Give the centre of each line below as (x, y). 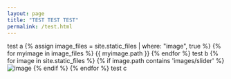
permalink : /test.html (40, 26)
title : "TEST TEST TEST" (43, 20)
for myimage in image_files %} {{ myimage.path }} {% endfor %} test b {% (113, 53)
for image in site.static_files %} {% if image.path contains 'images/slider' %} (116, 61)
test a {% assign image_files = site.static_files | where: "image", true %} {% (114, 46)
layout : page (26, 14)
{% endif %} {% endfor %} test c (80, 68)
